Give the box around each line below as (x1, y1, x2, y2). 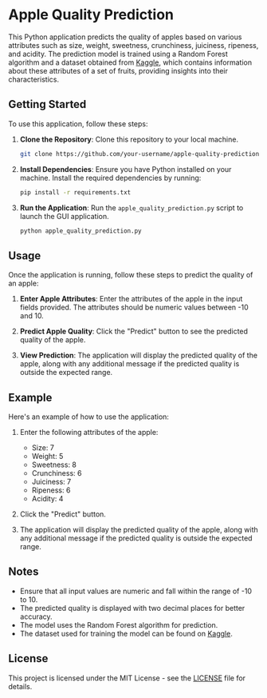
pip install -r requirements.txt (19, 188, 132, 197)
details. (8, 681, 33, 691)
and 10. (19, 311, 44, 321)
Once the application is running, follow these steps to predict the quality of (8, 270, 253, 280)
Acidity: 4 (31, 494, 64, 503)
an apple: (8, 278, 39, 289)
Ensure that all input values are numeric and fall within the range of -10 (19, 586, 253, 596)
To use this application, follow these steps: (8, 118, 148, 129)
